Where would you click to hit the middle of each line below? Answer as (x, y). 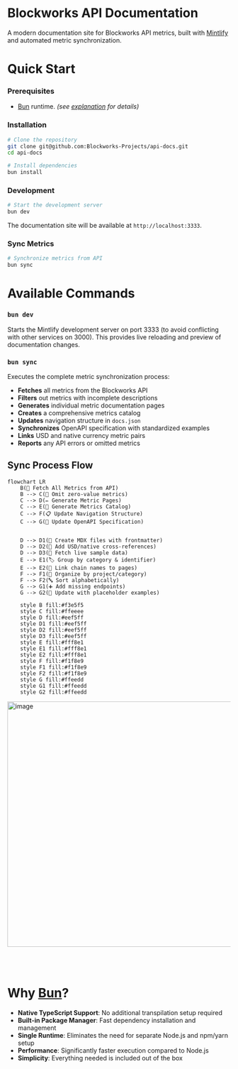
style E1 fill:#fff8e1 (53, 648)
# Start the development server (55, 205)
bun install (25, 172)
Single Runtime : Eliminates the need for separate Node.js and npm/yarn (123, 1035)
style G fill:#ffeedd (52, 679)
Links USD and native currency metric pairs (81, 435)
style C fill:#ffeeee (52, 611)
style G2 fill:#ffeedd (53, 692)
